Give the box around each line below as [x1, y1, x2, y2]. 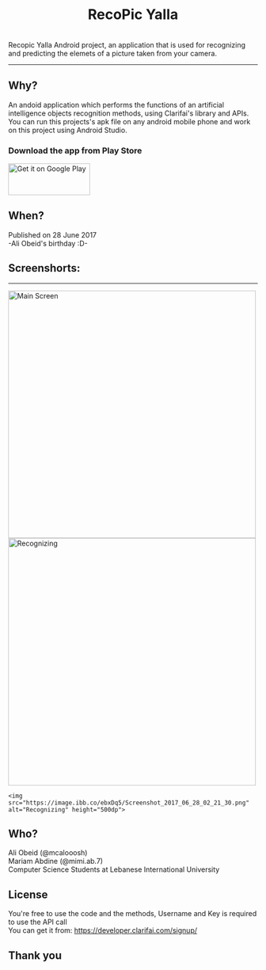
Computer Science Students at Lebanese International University [8, 865, 220, 874]
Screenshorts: [8, 261, 81, 275]
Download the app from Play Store [8, 145, 142, 156]
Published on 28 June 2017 [8, 230, 97, 239]
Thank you [8, 949, 62, 962]
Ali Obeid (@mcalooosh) [8, 848, 88, 858]
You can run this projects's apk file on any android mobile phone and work [8, 116, 251, 126]
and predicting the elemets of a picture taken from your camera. [8, 48, 218, 58]
